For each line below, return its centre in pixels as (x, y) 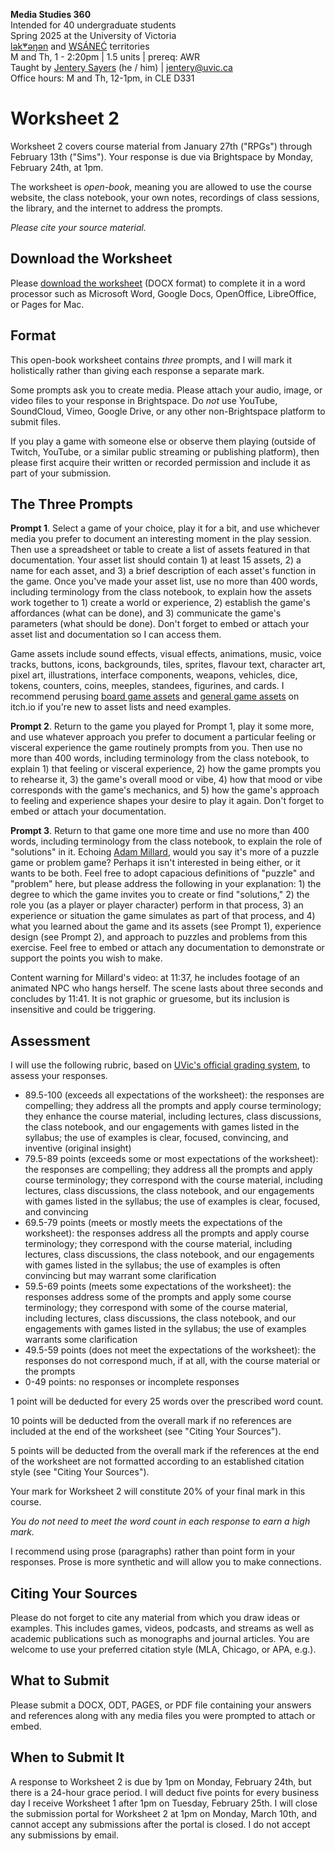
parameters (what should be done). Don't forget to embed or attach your (160, 624)
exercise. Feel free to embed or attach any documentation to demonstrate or (167, 948)
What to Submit (60, 1680)
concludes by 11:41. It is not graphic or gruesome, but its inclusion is (150, 999)
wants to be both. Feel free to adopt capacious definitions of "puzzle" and (162, 873)
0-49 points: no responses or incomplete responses (132, 1382)
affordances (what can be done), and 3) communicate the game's (146, 613)
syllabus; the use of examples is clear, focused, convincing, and (156, 1138)
